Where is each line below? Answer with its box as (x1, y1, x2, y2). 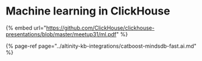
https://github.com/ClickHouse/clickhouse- (46, 24, 155, 31)
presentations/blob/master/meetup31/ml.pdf (5, 30, 117, 37)
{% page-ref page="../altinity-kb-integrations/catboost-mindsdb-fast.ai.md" (5, 42, 197, 50)
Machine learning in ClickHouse (5, 4, 170, 18)
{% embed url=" (5, 24, 47, 31)
